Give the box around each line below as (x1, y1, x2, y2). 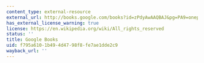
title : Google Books (6, 37, 59, 43)
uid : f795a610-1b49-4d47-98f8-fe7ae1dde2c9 (6, 43, 118, 49)
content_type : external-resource (6, 8, 91, 15)
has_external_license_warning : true (6, 20, 99, 26)
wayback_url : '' (6, 48, 47, 54)
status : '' (6, 31, 34, 37)
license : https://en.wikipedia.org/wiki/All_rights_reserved (6, 25, 165, 32)
